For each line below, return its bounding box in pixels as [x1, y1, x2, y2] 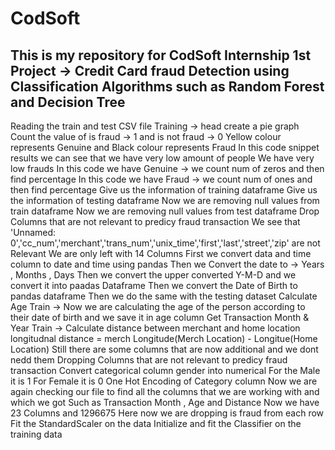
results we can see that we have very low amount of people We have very [10, 152, 315, 164]
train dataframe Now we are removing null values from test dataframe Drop [10, 205, 320, 217]
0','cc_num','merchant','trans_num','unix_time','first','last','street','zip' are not [10, 237, 321, 249]
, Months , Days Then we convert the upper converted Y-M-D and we [10, 269, 297, 281]
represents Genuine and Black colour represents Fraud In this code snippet [10, 142, 320, 153]
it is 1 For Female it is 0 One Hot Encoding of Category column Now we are [10, 375, 318, 387]
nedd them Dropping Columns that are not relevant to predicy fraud [10, 354, 288, 366]
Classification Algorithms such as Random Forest [10, 78, 325, 95]
